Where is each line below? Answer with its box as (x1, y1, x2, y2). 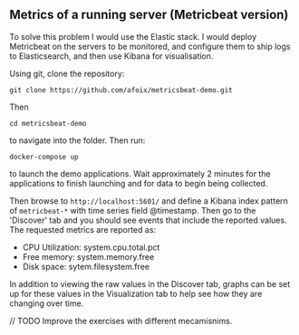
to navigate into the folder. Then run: (9, 135, 146, 146)
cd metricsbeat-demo (9, 119, 88, 128)
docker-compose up (9, 152, 79, 161)
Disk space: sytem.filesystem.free (22, 261, 149, 272)
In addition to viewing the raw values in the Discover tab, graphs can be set (9, 278, 291, 289)
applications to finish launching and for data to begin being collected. (9, 177, 268, 188)
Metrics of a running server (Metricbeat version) (9, 7, 289, 23)
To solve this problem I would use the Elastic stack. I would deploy (9, 31, 256, 42)
